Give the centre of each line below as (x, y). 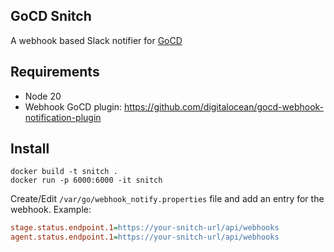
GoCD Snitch (51, 16)
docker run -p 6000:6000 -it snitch (86, 180)
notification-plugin (63, 117)
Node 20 (43, 96)
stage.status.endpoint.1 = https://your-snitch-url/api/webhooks (145, 228)
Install (30, 149)
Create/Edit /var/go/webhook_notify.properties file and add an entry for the (167, 199)
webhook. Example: (51, 210)
